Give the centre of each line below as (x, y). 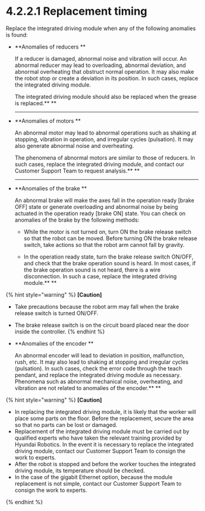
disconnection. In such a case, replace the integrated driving (100, 276)
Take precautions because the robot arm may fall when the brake (97, 306)
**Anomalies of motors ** (47, 120)
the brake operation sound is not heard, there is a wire (92, 270)
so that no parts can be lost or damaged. (66, 424)
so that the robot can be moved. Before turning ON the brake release (110, 238)
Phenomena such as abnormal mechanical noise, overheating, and (99, 381)
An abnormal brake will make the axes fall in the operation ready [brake (104, 200)
